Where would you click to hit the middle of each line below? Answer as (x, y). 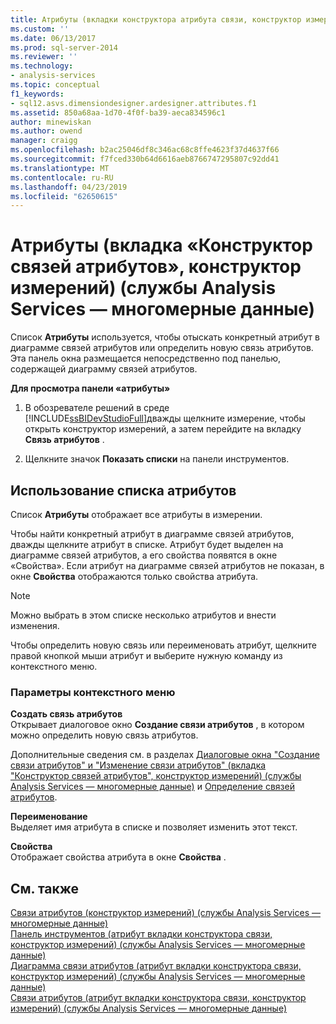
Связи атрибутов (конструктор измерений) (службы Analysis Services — (165, 913)
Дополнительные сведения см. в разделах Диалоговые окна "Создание (165, 755)
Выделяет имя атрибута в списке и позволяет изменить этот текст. (154, 827)
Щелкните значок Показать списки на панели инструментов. (157, 459)
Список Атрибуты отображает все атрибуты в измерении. (136, 514)
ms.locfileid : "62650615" (64, 196)
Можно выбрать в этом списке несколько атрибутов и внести (143, 615)
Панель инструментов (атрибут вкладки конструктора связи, (141, 934)
